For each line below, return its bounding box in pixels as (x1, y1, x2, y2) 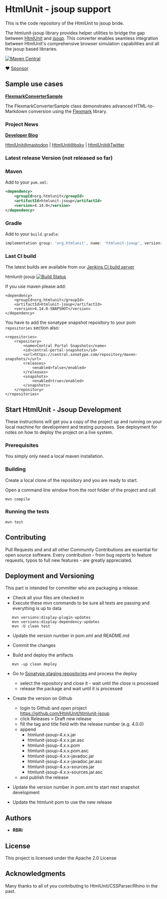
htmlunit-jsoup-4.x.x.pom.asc (27, 748, 89, 754)
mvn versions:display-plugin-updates (12, 615, 91, 620)
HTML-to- (133, 103, 154, 109)
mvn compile (5, 496, 30, 501)
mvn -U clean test (12, 624, 51, 629)
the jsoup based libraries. (5, 46, 58, 52)
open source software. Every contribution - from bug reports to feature (5, 552, 152, 558)
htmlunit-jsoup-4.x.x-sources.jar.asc (27, 769, 103, 775)
